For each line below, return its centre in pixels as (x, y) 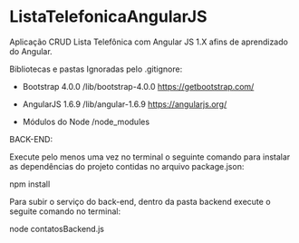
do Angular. (31, 51)
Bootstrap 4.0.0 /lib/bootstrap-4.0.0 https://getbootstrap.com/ (138, 86)
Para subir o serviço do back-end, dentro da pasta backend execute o (140, 201)
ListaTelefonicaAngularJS (108, 17)
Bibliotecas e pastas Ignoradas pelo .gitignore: (96, 69)
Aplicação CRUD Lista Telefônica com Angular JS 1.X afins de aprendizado (149, 42)
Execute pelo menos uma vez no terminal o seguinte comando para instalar (150, 157)
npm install (30, 184)
